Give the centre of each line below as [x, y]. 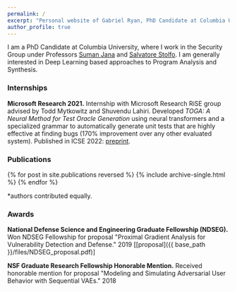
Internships [28, 88]
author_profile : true [39, 27]
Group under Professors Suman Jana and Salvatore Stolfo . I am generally [114, 54]
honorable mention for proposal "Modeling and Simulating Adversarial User [116, 274]
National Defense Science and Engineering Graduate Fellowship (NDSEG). [118, 230]
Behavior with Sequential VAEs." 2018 [62, 281]
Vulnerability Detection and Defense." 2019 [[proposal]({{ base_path [107, 245]
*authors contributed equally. [50, 196]
